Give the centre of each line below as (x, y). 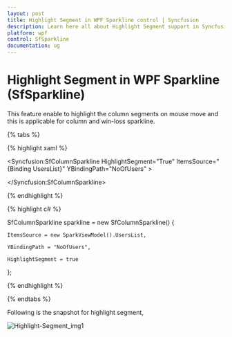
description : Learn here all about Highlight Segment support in (103, 26)
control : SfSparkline (38, 39)
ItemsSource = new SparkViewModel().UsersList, (77, 235)
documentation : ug (33, 46)
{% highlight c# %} (34, 209)
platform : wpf (28, 33)
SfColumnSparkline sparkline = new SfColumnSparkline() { (91, 222)
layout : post (26, 13)
